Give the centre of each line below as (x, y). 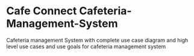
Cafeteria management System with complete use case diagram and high (97, 40)
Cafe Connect (42, 11)
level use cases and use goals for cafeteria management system (86, 46)
